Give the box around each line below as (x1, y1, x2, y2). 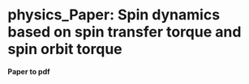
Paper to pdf (7, 66, 50, 76)
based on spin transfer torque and (7, 23, 242, 41)
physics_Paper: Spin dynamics (7, 6, 221, 24)
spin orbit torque (7, 40, 122, 58)
